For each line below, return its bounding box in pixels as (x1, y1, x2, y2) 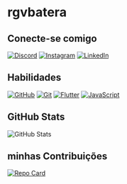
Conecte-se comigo (7, 33, 97, 45)
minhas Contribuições (7, 150, 108, 163)
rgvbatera (7, 4, 67, 21)
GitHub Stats (7, 111, 65, 123)
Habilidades (7, 71, 62, 84)
